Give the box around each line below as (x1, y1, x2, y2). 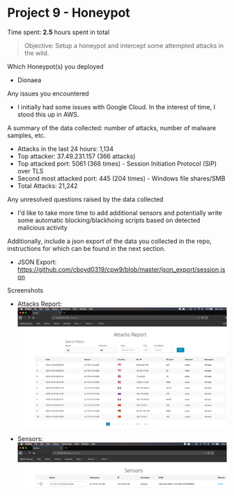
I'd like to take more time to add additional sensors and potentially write (17, 208, 223, 217)
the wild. (24, 49, 49, 57)
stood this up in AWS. (17, 110, 79, 118)
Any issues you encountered (7, 89, 89, 98)
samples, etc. (7, 131, 46, 139)
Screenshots (7, 286, 44, 294)
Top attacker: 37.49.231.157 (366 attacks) (17, 152, 136, 160)
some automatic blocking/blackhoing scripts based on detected (17, 216, 201, 224)
